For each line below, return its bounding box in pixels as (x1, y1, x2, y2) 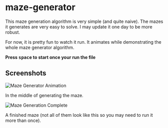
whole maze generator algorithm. (5, 44, 74, 50)
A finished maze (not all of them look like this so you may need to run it (5, 112, 153, 118)
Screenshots (5, 69, 47, 78)
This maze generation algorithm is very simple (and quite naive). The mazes (5, 18, 163, 24)
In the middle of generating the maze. (5, 92, 83, 98)
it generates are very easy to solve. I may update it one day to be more (5, 23, 153, 29)
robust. (5, 29, 20, 35)
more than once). (5, 117, 41, 123)
